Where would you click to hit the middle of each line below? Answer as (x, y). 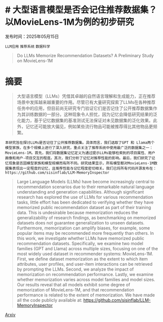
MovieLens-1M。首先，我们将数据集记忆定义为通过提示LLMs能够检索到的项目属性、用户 (80, 153)
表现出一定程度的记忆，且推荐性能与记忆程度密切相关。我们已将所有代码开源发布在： (84, 168)
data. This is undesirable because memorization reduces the (77, 212)
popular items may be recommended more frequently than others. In (85, 233)
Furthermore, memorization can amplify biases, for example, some (83, 228)
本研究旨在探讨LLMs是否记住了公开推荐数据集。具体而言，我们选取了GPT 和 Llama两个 (80, 143)
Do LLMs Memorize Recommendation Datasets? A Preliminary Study (85, 55)
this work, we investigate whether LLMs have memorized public (81, 238)
